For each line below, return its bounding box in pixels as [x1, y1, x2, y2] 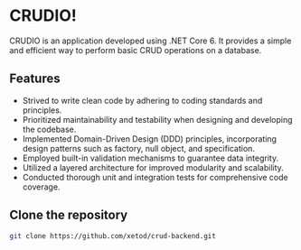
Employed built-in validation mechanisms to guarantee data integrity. [22, 153, 278, 163]
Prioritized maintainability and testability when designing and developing [22, 114, 293, 125]
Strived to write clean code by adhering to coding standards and [22, 95, 263, 106]
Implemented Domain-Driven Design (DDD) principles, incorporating [22, 133, 277, 144]
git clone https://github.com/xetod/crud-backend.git [9, 231, 217, 240]
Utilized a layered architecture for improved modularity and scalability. [22, 162, 285, 172]
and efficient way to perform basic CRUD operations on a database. [9, 44, 262, 55]
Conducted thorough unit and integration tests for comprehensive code [22, 171, 288, 182]
